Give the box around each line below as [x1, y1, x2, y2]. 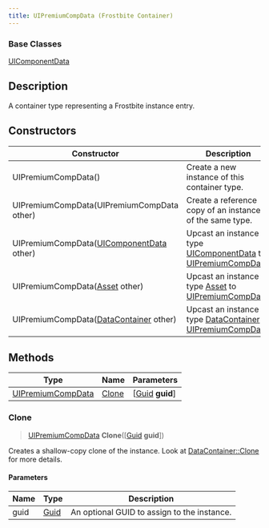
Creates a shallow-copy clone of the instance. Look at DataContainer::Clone [8, 445, 259, 455]
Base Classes [8, 38, 62, 49]
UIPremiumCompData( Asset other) [12, 280, 144, 292]
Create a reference [186, 194, 258, 205]
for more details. [8, 454, 62, 464]
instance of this [186, 171, 244, 183]
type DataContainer [186, 313, 260, 324]
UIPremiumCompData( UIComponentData [12, 237, 167, 248]
